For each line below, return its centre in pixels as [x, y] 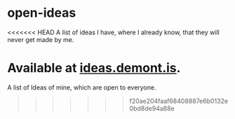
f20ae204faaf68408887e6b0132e [179, 101]
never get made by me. [41, 39]
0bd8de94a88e [152, 108]
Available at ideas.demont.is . [94, 68]
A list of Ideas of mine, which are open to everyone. [82, 87]
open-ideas [42, 13]
